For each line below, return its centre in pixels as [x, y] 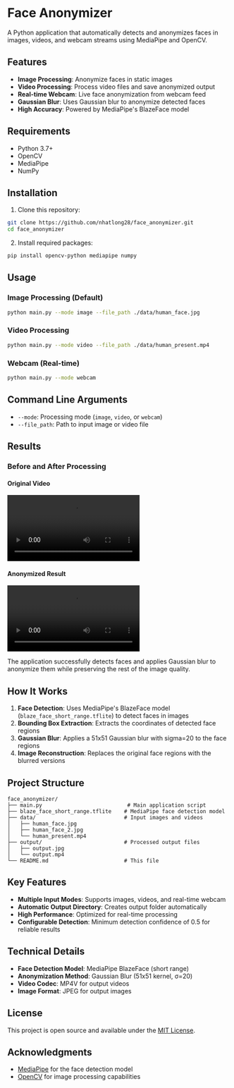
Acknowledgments [50, 1052]
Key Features [37, 882]
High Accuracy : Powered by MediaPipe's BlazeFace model [103, 109]
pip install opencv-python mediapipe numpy [72, 256]
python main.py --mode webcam [52, 378]
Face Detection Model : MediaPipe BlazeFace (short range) [103, 968]
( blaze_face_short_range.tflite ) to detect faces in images [103, 716]
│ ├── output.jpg [36, 849]
